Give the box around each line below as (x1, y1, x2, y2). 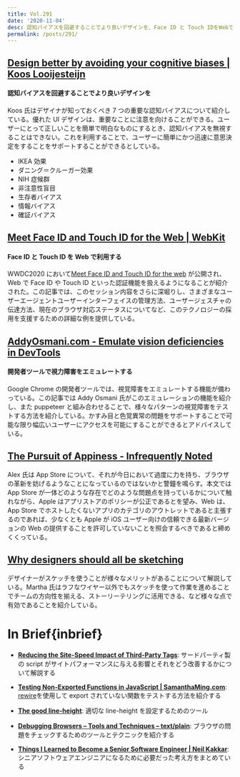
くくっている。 (7, 533, 51, 541)
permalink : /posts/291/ (7, 30, 79, 38)
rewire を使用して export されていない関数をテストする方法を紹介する (17, 691, 221, 700)
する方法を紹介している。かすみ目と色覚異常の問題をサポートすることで (13, 411, 226, 420)
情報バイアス (17, 201, 56, 210)
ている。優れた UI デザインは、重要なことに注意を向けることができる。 (7, 115, 218, 124)
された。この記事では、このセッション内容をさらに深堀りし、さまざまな (7, 287, 220, 296)
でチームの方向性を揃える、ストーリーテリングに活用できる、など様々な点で (7, 591, 232, 600)
